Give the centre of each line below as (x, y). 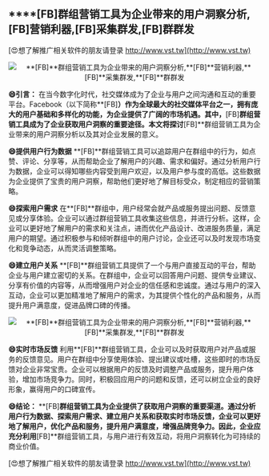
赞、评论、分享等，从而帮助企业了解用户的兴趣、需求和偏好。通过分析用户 (131, 161)
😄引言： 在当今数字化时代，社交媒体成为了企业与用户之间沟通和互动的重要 (132, 94)
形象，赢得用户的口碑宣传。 (54, 389)
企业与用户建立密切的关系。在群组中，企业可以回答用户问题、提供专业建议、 (134, 275)
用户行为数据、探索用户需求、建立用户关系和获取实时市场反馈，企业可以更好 (134, 416)
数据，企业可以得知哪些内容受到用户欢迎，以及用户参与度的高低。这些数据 (138, 171)
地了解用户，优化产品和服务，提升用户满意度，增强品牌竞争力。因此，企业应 (134, 426)
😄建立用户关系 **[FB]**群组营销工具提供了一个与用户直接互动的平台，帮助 (132, 265)
